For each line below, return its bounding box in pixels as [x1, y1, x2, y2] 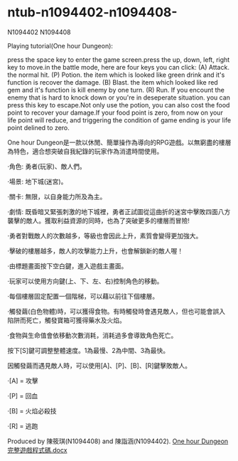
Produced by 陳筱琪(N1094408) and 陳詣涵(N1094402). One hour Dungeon [7, 437, 229, 445]
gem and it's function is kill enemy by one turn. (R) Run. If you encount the [7, 85, 225, 94]
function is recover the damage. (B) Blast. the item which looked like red [7, 78, 218, 86]
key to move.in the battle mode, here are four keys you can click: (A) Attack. [7, 63, 229, 71]
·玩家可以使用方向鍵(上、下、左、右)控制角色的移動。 [7, 277, 163, 285]
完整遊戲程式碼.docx [7, 445, 67, 454]
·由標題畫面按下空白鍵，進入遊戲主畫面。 [7, 261, 128, 270]
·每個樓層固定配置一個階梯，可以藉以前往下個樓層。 [7, 292, 159, 300]
